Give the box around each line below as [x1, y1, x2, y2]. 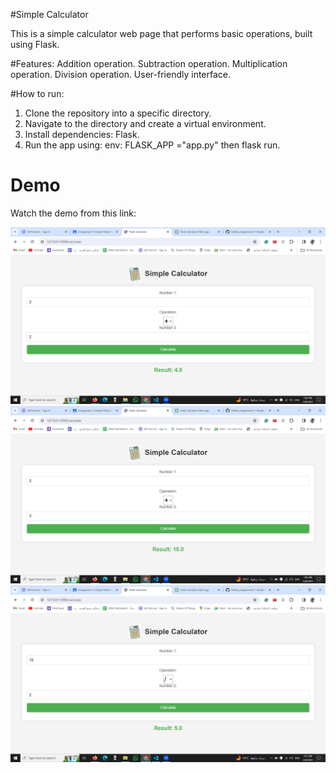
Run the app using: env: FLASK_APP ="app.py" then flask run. [24, 139, 281, 151]
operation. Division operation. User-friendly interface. [10, 69, 232, 80]
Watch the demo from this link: [10, 207, 137, 219]
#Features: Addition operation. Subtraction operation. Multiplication [10, 58, 288, 69]
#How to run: [10, 88, 65, 99]
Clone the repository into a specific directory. [24, 107, 212, 119]
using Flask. [10, 39, 60, 50]
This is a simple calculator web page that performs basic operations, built [10, 28, 313, 39]
